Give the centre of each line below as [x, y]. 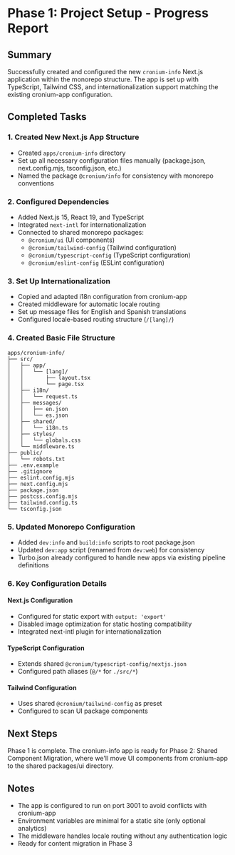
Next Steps [32, 733]
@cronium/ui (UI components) [72, 240]
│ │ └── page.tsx [46, 384]
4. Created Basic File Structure [61, 338]
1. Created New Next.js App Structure [73, 137]
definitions [33, 565]
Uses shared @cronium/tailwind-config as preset [90, 704]
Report [28, 28]
